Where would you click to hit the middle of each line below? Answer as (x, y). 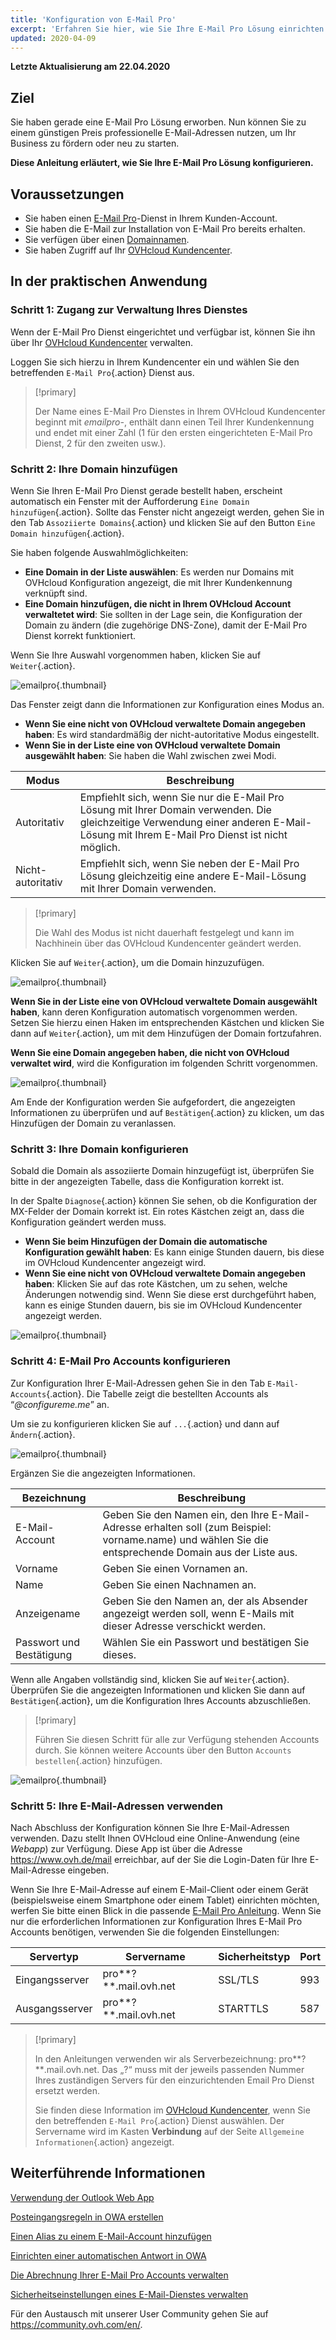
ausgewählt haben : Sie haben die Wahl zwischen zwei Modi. (150, 755)
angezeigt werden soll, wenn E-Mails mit (198, 1613)
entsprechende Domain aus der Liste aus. (200, 1552)
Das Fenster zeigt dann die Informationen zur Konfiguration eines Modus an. (167, 704)
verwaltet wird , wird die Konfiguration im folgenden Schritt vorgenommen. (164, 1063)
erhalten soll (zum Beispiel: (207, 1527)
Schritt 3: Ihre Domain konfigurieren (99, 1149)
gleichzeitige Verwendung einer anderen (175, 822)
